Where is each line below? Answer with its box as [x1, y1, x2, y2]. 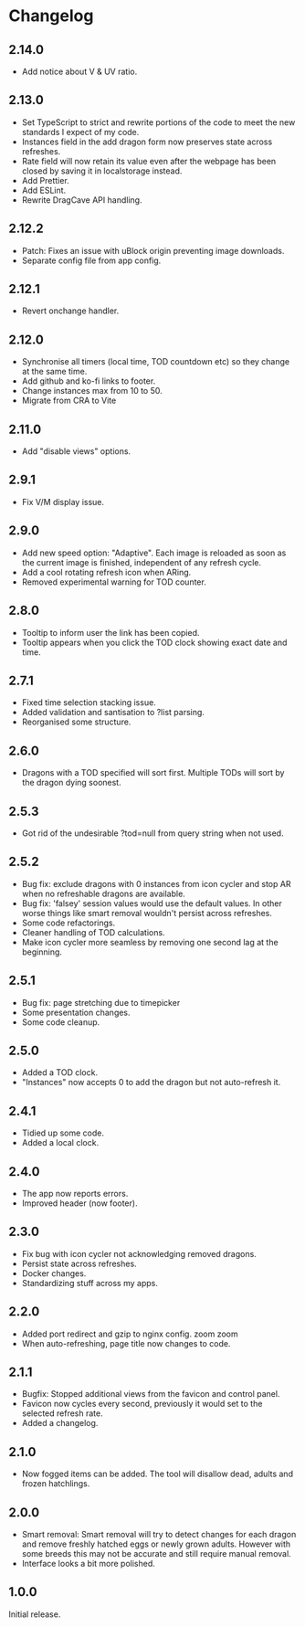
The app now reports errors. [21, 1189, 129, 1199]
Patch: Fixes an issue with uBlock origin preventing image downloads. [21, 245, 285, 256]
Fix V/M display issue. [21, 496, 105, 507]
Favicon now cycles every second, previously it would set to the [21, 1399, 263, 1410]
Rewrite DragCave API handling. [21, 194, 142, 206]
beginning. [21, 946, 63, 957]
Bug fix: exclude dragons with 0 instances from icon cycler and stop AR [21, 878, 291, 889]
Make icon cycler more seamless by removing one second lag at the [21, 936, 279, 947]
